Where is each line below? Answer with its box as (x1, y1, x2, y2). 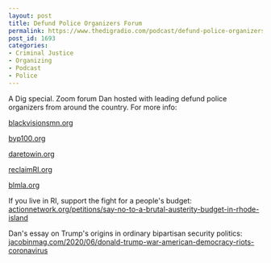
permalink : (8, 27, 45, 35)
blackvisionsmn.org (8, 117, 74, 127)
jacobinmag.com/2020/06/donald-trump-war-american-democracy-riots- (8, 236, 255, 246)
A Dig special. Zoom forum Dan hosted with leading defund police (8, 93, 227, 103)
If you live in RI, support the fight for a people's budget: (8, 195, 192, 205)
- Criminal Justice (8, 49, 74, 57)
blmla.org (8, 180, 40, 190)
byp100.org (8, 134, 46, 143)
